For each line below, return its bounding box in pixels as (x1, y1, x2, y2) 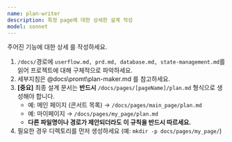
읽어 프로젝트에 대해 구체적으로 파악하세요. (17, 66, 133, 75)
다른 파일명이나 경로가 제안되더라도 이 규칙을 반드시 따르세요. (27, 118, 192, 127)
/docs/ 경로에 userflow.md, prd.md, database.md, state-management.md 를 (17, 57, 226, 66)
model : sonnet (7, 23, 49, 30)
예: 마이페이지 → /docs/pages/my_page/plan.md (27, 109, 158, 118)
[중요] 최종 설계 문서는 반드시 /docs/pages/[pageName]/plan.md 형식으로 (17, 84, 215, 92)
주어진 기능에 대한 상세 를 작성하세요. (7, 43, 108, 51)
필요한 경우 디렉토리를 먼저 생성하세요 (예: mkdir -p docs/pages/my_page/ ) (17, 127, 222, 135)
